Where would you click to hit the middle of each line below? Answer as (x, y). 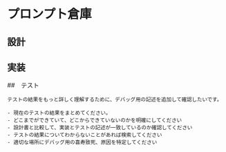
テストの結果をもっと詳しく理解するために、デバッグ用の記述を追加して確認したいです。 (115, 100)
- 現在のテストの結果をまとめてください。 (59, 113)
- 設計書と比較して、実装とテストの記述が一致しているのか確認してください (100, 128)
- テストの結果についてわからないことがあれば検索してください (85, 135)
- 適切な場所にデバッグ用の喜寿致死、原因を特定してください (82, 142)
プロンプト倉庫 (49, 14)
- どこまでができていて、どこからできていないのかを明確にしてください (94, 121)
